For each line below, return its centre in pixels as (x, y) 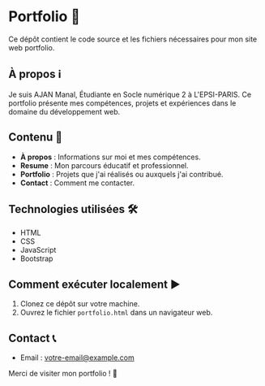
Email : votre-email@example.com (77, 358)
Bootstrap (36, 258)
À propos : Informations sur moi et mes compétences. (110, 157)
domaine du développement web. (64, 111)
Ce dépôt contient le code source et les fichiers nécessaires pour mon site (133, 39)
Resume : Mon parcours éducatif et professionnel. (104, 165)
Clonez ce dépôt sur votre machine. (80, 304)
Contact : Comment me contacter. (77, 183)
